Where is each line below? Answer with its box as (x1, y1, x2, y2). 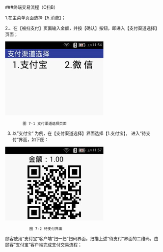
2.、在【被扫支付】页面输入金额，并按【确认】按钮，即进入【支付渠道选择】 (5, 25, 160, 31)
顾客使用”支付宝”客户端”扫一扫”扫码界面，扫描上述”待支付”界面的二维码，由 (5, 236, 159, 241)
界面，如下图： (18, 137, 49, 142)
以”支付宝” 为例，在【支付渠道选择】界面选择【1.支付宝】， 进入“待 (12, 130, 146, 136)
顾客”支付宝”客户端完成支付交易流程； (5, 242, 82, 248)
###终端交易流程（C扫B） (5, 4, 58, 10)
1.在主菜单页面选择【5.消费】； (5, 15, 66, 21)
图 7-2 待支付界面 (29, 226, 62, 231)
